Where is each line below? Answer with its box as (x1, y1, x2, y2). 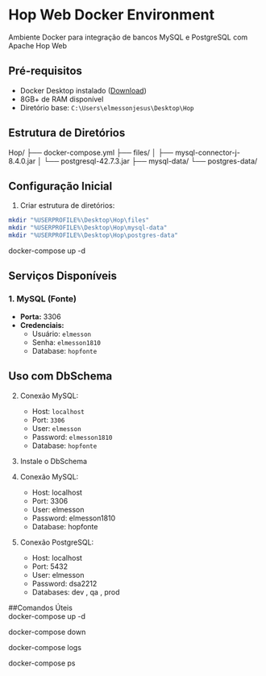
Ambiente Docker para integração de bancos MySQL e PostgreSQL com (8, 32, 248, 42)
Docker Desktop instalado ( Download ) (19, 85, 147, 95)
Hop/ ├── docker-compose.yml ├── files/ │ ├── (8, 147, 174, 157)
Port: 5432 (31, 562, 69, 571)
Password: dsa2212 (31, 579, 98, 588)
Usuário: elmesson (31, 329, 91, 338)
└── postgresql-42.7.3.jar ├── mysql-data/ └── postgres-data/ (44, 156, 258, 166)
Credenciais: (19, 320, 64, 330)
